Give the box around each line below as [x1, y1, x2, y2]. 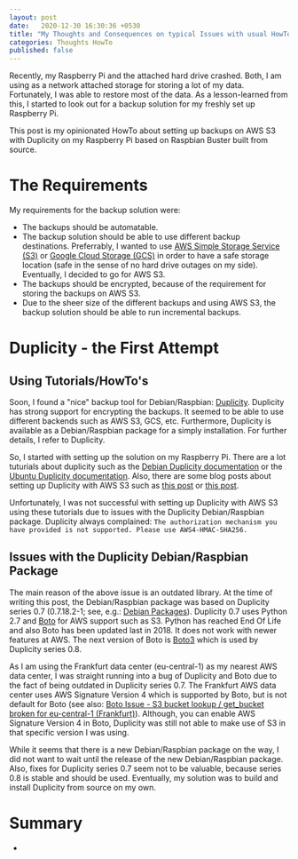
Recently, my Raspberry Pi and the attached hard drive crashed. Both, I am [9, 70, 282, 81]
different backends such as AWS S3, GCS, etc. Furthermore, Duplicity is [9, 416, 272, 426]
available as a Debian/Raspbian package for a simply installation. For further [9, 426, 287, 436]
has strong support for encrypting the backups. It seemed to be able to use [9, 406, 284, 418]
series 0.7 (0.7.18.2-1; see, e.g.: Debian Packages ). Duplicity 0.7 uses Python [9, 606, 288, 616]
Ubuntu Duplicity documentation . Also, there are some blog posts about [9, 471, 271, 481]
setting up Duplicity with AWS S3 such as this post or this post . [9, 481, 239, 491]
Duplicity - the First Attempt [9, 338, 219, 358]
